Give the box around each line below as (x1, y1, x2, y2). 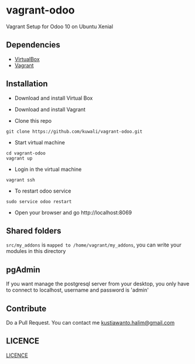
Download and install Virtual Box (14, 95, 93, 102)
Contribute (6, 304, 47, 314)
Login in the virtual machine (14, 166, 82, 173)
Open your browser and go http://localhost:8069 (14, 209, 132, 216)
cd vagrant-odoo (6, 150, 46, 156)
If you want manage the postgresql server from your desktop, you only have (6, 280, 190, 288)
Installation (6, 79, 48, 89)
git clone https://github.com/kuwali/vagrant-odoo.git (6, 129, 143, 134)
